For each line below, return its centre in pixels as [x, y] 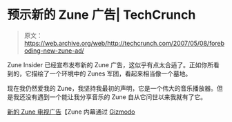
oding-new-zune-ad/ [54, 51]
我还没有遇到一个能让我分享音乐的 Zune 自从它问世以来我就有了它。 [110, 97]
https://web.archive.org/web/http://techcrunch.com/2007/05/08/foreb [124, 43]
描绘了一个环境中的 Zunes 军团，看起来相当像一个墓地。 [111, 73]
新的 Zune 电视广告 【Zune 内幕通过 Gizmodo [71, 112]
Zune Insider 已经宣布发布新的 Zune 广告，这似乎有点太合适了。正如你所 [110, 64]
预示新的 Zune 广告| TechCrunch [101, 15]
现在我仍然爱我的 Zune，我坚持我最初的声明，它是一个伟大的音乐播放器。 [112, 88]
